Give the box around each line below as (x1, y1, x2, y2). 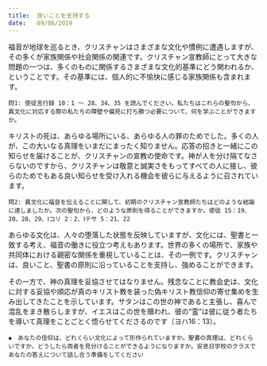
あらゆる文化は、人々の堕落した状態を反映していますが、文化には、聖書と (8, 230, 252, 239)
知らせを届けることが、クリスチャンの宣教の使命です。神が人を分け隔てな (8, 150, 251, 160)
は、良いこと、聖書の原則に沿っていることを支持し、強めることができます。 (8, 259, 258, 269)
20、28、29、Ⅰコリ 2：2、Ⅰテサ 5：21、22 (8, 215, 131, 223)
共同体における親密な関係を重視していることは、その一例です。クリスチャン (8, 250, 258, 259)
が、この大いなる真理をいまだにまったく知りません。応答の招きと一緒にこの (8, 141, 258, 150)
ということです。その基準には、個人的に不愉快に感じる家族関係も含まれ (8, 72, 245, 81)
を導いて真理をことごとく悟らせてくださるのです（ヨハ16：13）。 (8, 316, 221, 326)
